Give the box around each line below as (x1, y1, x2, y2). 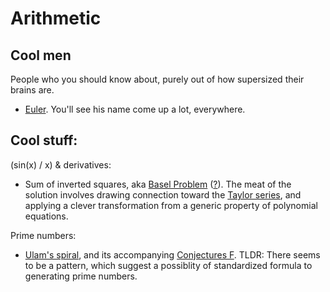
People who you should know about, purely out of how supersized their (10, 73, 305, 85)
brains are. (10, 84, 55, 96)
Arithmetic (10, 7, 102, 30)
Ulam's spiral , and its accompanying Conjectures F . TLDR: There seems (24, 248, 321, 261)
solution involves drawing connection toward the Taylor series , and (24, 188, 302, 201)
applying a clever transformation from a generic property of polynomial (24, 199, 318, 211)
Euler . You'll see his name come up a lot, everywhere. (24, 103, 246, 115)
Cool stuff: (10, 132, 78, 149)
